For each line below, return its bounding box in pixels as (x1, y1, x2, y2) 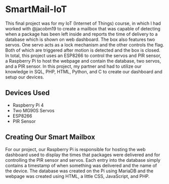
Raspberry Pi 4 (12, 102, 44, 108)
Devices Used (5, 88, 50, 97)
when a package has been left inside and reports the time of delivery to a (5, 31, 158, 37)
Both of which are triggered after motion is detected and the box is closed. (5, 47, 160, 53)
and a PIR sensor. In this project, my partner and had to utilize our (5, 63, 142, 69)
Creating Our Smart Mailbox (5, 133, 95, 142)
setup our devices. (5, 74, 45, 80)
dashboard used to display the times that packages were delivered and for (5, 152, 160, 158)
